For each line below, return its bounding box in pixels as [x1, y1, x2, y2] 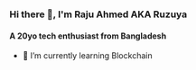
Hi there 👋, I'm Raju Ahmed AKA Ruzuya [9, 8, 188, 21]
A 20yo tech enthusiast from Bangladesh [9, 31, 167, 41]
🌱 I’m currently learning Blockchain [22, 50, 153, 61]
